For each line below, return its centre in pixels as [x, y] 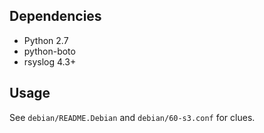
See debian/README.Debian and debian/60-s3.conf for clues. [132, 117]
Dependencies [55, 16]
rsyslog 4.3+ [50, 61]
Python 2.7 [46, 40]
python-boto [49, 51]
